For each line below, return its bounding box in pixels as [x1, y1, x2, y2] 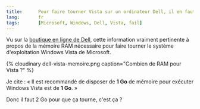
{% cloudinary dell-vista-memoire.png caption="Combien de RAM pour [6, 60, 182, 67]
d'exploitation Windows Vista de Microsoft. [6, 49, 111, 56]
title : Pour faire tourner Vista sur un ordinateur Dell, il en [6, 8, 183, 15]
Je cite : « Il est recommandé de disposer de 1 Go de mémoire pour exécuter [6, 78, 194, 85]
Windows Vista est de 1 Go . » [6, 85, 78, 92]
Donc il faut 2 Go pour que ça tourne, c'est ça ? [6, 96, 123, 103]
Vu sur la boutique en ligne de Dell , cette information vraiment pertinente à [6, 36, 189, 43]
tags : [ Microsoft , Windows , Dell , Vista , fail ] [6, 20, 143, 26]
